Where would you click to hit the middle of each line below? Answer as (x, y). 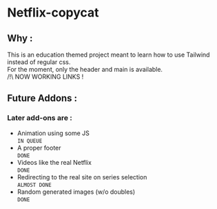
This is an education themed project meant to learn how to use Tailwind (108, 54)
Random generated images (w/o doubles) (76, 192)
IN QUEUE (30, 141)
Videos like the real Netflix (54, 162)
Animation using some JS (53, 133)
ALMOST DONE (34, 185)
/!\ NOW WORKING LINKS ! (45, 77)
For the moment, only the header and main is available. (85, 69)
